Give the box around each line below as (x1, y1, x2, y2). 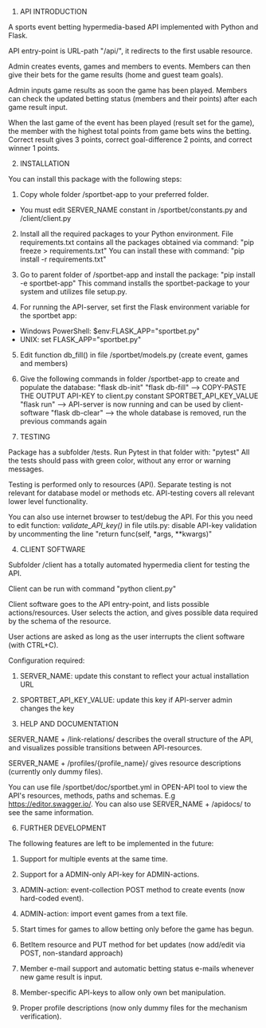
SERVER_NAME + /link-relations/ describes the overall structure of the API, (8, 735, 253, 744)
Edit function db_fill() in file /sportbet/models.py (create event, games (19, 350, 248, 360)
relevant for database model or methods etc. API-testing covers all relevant (8, 488, 255, 498)
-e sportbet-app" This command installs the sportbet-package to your (19, 278, 250, 288)
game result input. (8, 103, 68, 112)
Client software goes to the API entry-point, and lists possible (8, 600, 209, 609)
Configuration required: (8, 656, 85, 665)
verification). (19, 1012, 62, 1021)
